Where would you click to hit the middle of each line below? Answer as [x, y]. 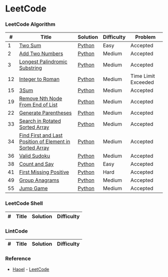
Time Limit [142, 76]
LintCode [17, 231]
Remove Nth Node [41, 99]
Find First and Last [41, 135]
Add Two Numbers [41, 54]
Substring [31, 68]
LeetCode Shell [24, 204]
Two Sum [30, 45]
